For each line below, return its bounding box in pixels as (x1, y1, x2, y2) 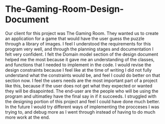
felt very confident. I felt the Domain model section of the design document (5, 51, 158, 57)
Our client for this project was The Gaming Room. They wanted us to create (5, 30, 159, 36)
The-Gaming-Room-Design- (5, 3, 124, 15)
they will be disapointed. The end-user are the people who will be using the (5, 88, 159, 94)
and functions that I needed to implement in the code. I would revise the (5, 62, 152, 68)
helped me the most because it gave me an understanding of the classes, (5, 56, 155, 62)
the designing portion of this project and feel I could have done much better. (5, 98, 161, 104)
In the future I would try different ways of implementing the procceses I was (5, 104, 160, 110)
